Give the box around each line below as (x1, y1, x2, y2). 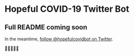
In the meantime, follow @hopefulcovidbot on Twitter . (4, 36, 113, 42)
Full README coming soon (4, 23, 87, 31)
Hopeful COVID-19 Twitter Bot (4, 3, 130, 15)
